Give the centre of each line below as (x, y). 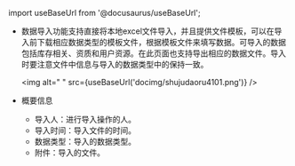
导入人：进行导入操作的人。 (85, 119)
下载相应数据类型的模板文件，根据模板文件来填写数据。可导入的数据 (161, 42)
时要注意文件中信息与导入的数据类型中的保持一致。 (115, 64)
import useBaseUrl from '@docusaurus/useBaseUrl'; (104, 13)
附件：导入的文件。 (70, 153)
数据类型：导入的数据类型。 (85, 142)
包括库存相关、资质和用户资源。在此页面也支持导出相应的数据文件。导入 (153, 53)
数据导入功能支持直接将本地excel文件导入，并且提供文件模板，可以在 (147, 31)
